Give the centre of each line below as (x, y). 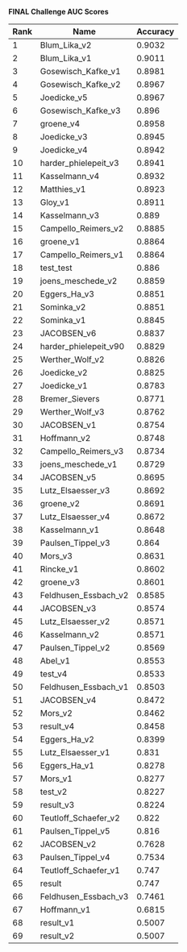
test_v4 (54, 674)
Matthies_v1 (63, 189)
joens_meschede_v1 (79, 464)
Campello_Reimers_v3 (82, 451)
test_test (56, 268)
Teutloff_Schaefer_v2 (80, 818)
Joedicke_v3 (64, 137)
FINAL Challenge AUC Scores (58, 12)
